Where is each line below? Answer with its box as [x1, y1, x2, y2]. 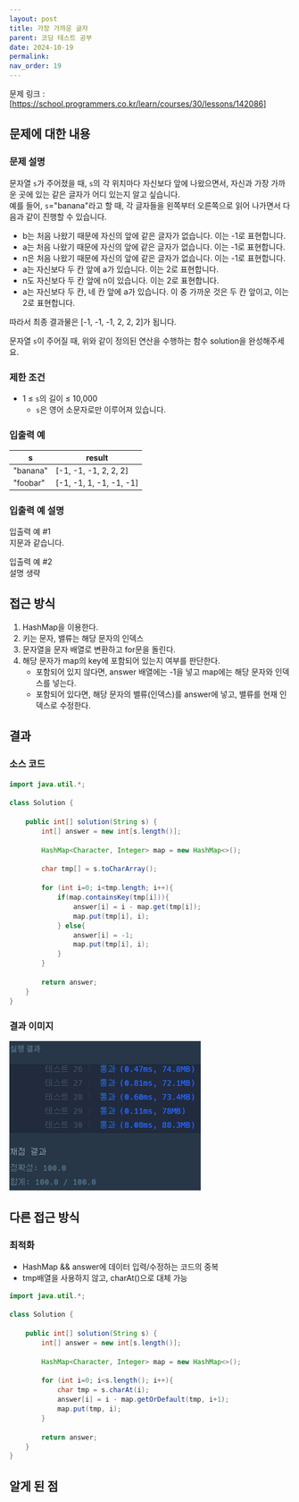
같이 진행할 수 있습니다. [25, 211, 107, 222]
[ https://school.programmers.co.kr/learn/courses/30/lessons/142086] [9, 98, 267, 109]
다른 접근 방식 [9, 1210, 80, 1226]
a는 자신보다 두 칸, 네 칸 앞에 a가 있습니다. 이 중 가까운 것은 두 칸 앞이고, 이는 [21, 286, 290, 297]
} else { [56, 921, 87, 930]
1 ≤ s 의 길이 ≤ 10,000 [21, 393, 98, 403]
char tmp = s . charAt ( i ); [56, 1386, 150, 1395]
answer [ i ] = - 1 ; [72, 930, 134, 939]
